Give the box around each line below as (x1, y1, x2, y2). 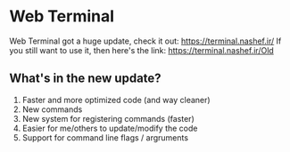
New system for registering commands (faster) (21, 113, 195, 124)
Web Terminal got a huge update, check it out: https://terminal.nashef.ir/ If (9, 36, 282, 46)
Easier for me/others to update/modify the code (21, 123, 198, 133)
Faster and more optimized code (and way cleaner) (21, 94, 211, 105)
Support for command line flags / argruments (21, 132, 189, 143)
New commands (21, 104, 83, 115)
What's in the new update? (9, 71, 162, 86)
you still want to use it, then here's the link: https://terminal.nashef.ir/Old (9, 44, 274, 55)
